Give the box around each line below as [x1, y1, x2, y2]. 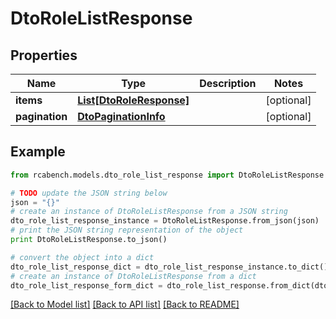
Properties [10, 47, 78, 64]
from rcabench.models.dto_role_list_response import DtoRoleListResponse [10, 170, 325, 180]
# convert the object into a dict [10, 252, 155, 262]
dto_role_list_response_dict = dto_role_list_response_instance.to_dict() [10, 262, 329, 272]
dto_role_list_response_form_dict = [10, 280, 163, 291]
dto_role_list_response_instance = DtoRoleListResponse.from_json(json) [10, 216, 320, 226]
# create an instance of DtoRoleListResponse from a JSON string [10, 207, 288, 217]
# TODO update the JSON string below [10, 188, 168, 198]
